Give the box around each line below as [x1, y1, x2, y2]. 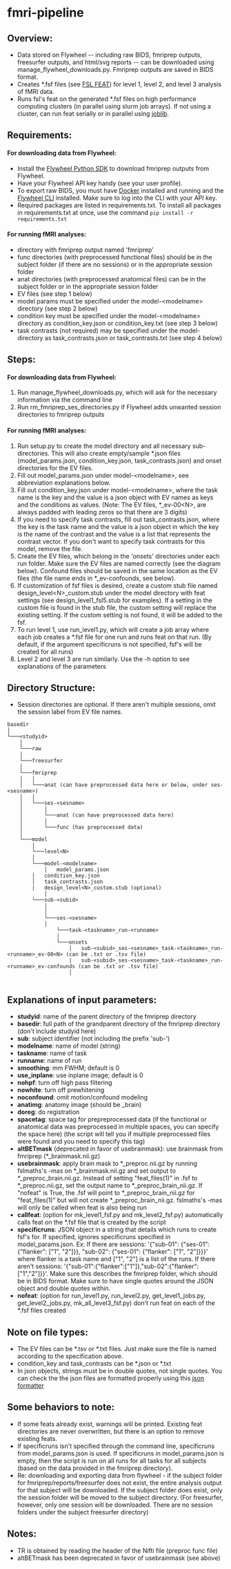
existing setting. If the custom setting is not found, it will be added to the [17, 611, 223, 619]
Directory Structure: [7, 682, 96, 694]
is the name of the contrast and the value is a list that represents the [17, 530, 211, 538]
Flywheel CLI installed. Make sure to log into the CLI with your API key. [17, 194, 217, 202]
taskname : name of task [17, 1049, 88, 1057]
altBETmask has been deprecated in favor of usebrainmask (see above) [17, 1554, 221, 1562]
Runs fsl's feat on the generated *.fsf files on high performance [17, 95, 197, 103]
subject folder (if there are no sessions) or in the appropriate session [17, 260, 212, 268]
